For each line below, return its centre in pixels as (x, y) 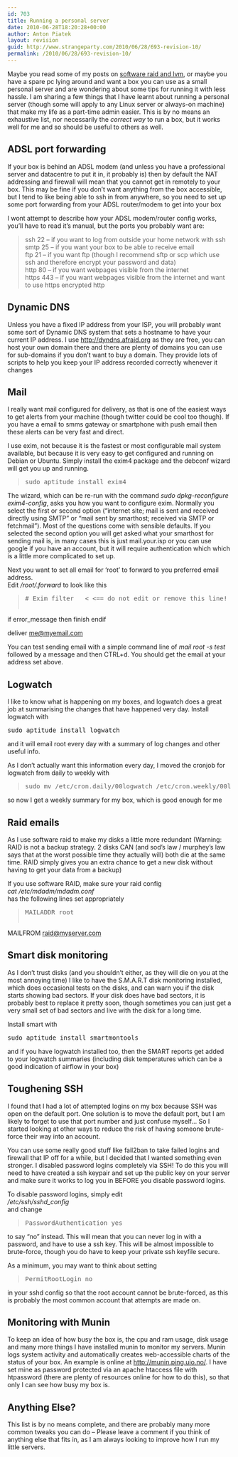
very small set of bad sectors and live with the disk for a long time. (104, 1010)
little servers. (26, 1447)
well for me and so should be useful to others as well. (85, 127)
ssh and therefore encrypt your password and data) (100, 262)
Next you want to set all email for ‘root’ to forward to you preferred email (113, 570)
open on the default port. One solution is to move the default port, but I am (116, 1113)
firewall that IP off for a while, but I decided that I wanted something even (114, 1157)
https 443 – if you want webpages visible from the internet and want (125, 277)
